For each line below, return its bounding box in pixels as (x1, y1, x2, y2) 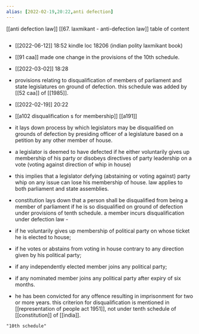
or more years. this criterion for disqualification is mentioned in (14, 299, 170, 306)
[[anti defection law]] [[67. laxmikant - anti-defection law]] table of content (6, 25, 189, 32)
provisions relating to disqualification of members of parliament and (14, 76, 182, 83)
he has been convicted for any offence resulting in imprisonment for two (14, 292, 193, 299)
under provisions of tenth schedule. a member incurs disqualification (14, 209, 185, 217)
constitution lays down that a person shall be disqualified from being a (14, 196, 188, 203)
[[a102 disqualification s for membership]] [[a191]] (14, 112, 137, 119)
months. (14, 281, 36, 288)
